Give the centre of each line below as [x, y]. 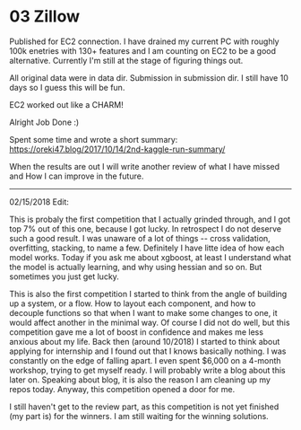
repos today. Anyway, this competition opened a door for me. [122, 389]
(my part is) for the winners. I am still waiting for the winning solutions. [139, 416]
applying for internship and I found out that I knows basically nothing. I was [148, 351]
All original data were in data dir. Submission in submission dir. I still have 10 [149, 77]
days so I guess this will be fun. [67, 87]
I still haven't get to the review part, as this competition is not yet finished [144, 407]
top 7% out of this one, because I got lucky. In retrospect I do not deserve [146, 228]
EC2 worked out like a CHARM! [66, 104]
